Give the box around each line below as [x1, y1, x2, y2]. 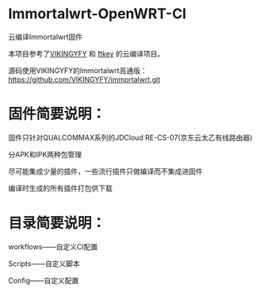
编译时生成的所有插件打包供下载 [8, 183, 113, 193]
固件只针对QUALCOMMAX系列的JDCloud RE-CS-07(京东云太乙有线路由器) [8, 133, 253, 142]
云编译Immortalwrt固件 [8, 32, 83, 41]
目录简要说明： [8, 214, 106, 233]
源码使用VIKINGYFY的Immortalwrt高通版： [8, 65, 148, 75]
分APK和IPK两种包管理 [8, 149, 82, 159]
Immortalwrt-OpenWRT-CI [8, 5, 187, 23]
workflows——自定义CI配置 [8, 241, 98, 251]
